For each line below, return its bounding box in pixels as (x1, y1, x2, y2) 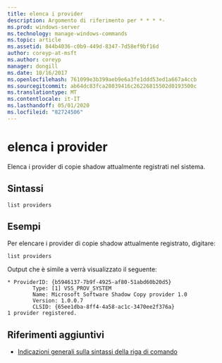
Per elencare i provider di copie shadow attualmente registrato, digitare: (7, 239, 216, 247)
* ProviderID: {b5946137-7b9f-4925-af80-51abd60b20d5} (7, 279, 172, 286)
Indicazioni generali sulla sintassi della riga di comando (17, 347, 178, 356)
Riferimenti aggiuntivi (7, 328, 104, 340)
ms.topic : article (7, 37, 61, 44)
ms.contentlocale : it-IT (7, 96, 80, 103)
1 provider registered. (7, 309, 78, 317)
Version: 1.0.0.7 (32, 297, 83, 304)
